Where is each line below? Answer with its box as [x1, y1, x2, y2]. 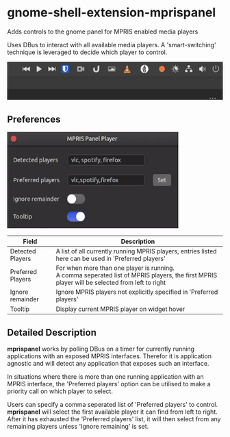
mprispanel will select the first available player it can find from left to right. [7, 408, 218, 416]
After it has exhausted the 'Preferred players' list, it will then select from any [7, 414, 221, 423]
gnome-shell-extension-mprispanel [7, 5, 216, 21]
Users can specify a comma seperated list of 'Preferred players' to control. [7, 400, 218, 408]
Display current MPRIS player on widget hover [55, 305, 186, 313]
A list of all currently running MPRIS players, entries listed [55, 247, 217, 255]
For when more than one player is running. [55, 264, 175, 272]
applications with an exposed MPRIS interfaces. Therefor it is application [7, 351, 212, 360]
